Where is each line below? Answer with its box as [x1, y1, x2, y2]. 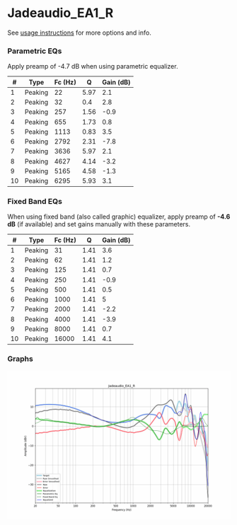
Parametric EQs [7, 46, 62, 56]
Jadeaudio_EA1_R [7, 5, 114, 21]
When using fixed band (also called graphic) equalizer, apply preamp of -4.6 [7, 212, 231, 221]
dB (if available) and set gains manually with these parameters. [7, 220, 191, 229]
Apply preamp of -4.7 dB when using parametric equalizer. [7, 62, 178, 71]
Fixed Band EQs [7, 196, 62, 206]
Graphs [7, 354, 33, 364]
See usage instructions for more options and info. [7, 28, 152, 37]
